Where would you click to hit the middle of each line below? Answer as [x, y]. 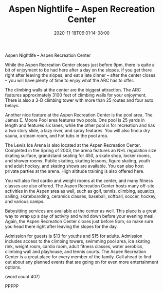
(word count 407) [23, 276]
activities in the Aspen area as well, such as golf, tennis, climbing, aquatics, [80, 191]
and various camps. [25, 201]
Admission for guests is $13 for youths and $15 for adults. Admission [74, 236]
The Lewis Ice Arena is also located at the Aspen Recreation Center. [73, 145]
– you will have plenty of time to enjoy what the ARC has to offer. [70, 80]
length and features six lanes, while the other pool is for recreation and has [80, 125]
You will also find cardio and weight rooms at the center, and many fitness [79, 180]
